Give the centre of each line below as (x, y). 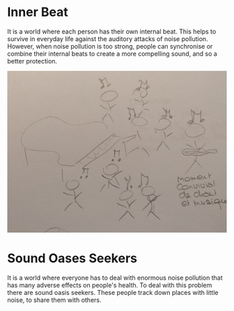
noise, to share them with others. (54, 300)
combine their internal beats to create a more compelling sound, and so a (112, 54)
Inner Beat (38, 12)
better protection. (32, 61)
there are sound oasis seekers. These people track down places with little (113, 292)
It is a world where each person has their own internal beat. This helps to (112, 31)
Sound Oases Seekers (72, 258)
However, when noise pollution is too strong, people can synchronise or (110, 46)
